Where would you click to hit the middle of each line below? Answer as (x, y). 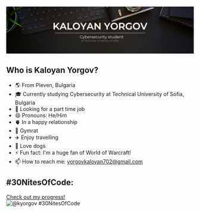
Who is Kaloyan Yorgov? (52, 70)
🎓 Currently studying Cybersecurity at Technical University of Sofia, (99, 94)
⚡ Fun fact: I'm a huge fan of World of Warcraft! (73, 152)
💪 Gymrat (26, 130)
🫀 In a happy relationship (46, 122)
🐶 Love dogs (30, 146)
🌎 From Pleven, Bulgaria (45, 85)
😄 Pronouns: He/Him (41, 115)
